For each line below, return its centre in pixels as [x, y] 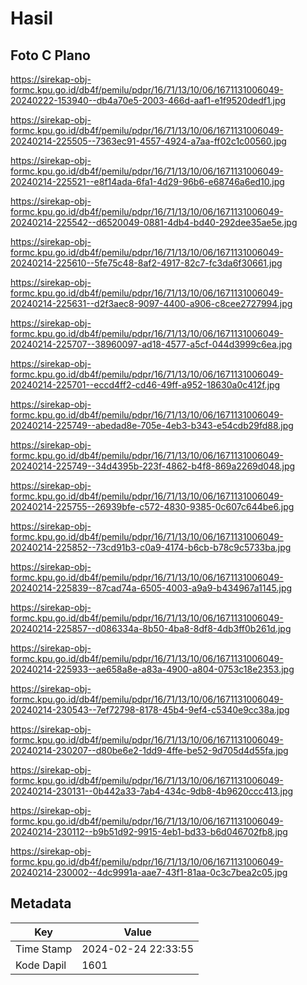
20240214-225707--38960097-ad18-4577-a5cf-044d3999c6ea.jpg [151, 344]
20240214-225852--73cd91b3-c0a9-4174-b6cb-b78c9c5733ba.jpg [151, 547]
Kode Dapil [41, 965]
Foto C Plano [50, 55]
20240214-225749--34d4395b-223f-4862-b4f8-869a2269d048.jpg [153, 466]
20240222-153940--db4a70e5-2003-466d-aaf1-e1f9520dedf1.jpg [148, 100]
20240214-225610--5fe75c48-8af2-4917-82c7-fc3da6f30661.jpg [146, 263]
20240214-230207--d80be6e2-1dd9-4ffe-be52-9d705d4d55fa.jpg [149, 750]
